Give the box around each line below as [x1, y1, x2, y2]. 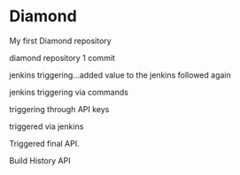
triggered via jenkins [9, 121, 84, 132]
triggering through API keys [9, 103, 110, 114]
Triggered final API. [9, 138, 80, 148]
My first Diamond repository [9, 35, 112, 46]
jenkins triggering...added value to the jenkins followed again [9, 69, 232, 80]
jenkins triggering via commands [9, 87, 128, 97]
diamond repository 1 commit [9, 52, 115, 63]
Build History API [9, 155, 71, 165]
